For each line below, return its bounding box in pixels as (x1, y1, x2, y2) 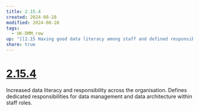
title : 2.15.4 (6, 8, 41, 15)
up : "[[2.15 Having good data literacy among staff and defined (6, 36, 168, 42)
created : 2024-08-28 (6, 14, 57, 20)
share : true (6, 42, 36, 48)
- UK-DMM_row (11, 31, 44, 37)
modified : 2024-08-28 (6, 19, 60, 25)
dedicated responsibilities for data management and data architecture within (6, 93, 192, 100)
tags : (6, 25, 20, 31)
